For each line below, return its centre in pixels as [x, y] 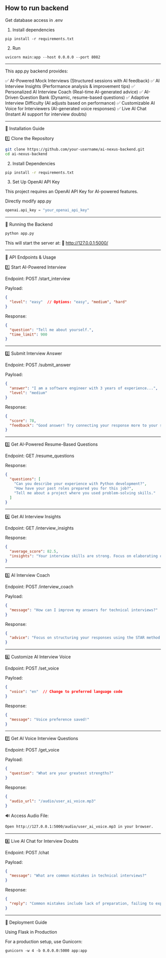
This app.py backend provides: [37, 71]
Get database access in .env [34, 20]
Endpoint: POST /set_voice [32, 668]
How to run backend [37, 8]
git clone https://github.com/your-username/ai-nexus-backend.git [75, 149]
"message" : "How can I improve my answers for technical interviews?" [84, 610]
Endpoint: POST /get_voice [32, 750]
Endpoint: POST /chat [27, 852]
